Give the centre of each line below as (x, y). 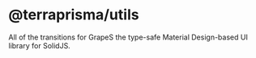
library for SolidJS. (39, 45)
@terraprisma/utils (74, 15)
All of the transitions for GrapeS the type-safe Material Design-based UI (128, 37)
